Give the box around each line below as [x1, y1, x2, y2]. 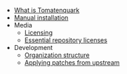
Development [13, 44, 53, 51]
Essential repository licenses [24, 36, 107, 44]
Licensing [24, 28, 53, 37]
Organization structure [24, 51, 90, 59]
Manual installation [13, 13, 69, 22]
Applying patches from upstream [24, 58, 120, 66]
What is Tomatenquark [13, 6, 80, 14]
